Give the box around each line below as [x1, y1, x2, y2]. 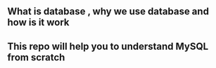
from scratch [7, 51, 65, 63]
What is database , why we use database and [7, 6, 210, 18]
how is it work [7, 17, 70, 29]
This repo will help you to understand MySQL [7, 40, 209, 52]
